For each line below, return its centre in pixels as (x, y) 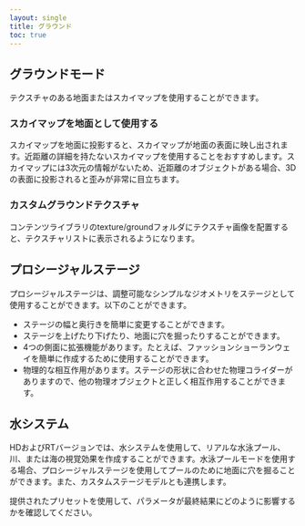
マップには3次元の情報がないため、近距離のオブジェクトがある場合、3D (161, 168)
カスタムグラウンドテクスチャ (75, 205)
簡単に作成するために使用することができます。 (126, 358)
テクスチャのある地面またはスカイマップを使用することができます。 (137, 98)
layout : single (38, 18)
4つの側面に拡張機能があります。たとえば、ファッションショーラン (148, 346)
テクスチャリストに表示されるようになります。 (112, 238)
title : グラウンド (41, 26)
